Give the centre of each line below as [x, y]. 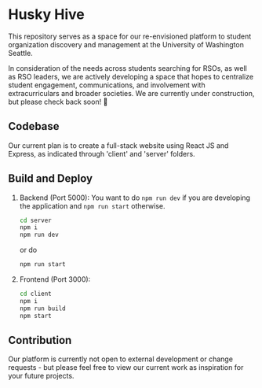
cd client [36, 294]
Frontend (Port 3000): [55, 279]
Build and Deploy [50, 179]
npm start [36, 316]
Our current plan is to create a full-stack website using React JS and [118, 145]
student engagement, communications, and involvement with [107, 85]
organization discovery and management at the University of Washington [126, 44]
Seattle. [20, 53]
